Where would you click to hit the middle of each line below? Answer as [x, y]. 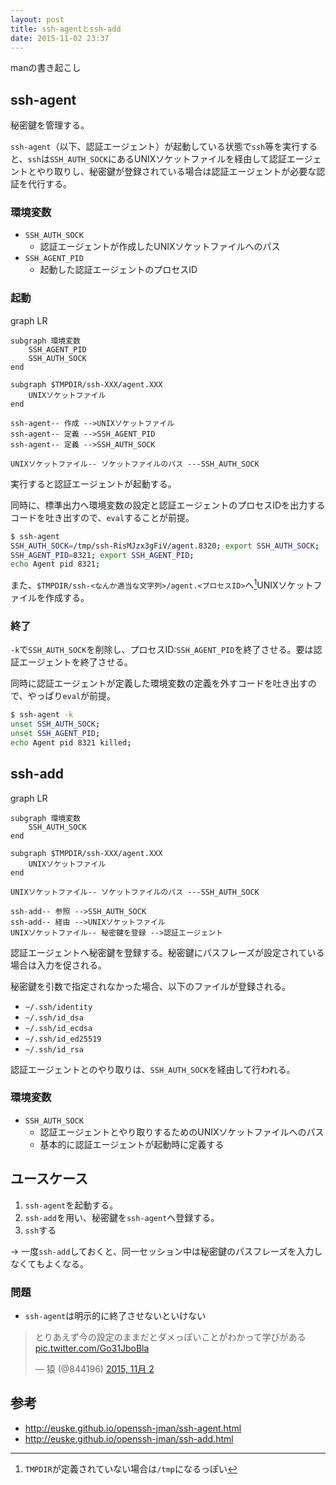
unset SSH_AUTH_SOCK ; [55, 724]
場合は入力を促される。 [58, 965]
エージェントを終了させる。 [75, 662]
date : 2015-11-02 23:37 [60, 38]
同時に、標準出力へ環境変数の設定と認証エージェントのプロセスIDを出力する [168, 505]
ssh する [40, 1230]
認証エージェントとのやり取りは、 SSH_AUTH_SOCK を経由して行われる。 [153, 1069]
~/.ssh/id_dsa [54, 1017]
